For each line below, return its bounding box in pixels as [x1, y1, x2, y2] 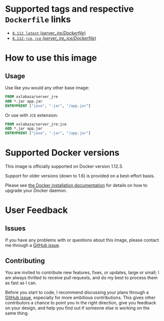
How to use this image [5, 52, 97, 64]
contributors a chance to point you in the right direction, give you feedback [5, 299, 157, 305]
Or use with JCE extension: [5, 112, 58, 118]
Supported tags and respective [5, 3, 134, 15]
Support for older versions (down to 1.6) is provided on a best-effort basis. [5, 173, 155, 179]
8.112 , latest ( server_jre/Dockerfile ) [12, 30, 86, 36]
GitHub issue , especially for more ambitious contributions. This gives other [5, 295, 156, 300]
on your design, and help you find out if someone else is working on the [5, 305, 150, 311]
